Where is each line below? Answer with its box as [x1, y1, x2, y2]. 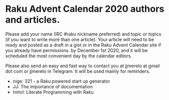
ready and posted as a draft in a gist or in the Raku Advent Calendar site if [5, 42, 161, 48]
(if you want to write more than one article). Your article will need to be [5, 36, 155, 43]
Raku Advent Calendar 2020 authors [5, 3, 165, 15]
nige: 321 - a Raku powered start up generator [12, 78, 110, 84]
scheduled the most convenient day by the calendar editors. [5, 52, 132, 59]
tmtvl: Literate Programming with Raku [12, 89, 94, 95]
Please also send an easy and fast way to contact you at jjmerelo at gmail [5, 63, 160, 69]
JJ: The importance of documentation [12, 83, 93, 90]
